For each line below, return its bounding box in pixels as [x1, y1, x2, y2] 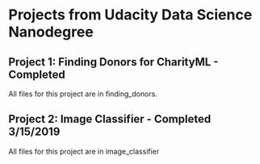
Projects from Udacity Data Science [8, 6, 253, 24]
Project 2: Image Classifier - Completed [8, 112, 212, 126]
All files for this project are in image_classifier [8, 146, 160, 156]
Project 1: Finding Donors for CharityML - [8, 55, 219, 69]
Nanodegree [8, 23, 94, 41]
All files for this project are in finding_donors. [8, 89, 157, 99]
